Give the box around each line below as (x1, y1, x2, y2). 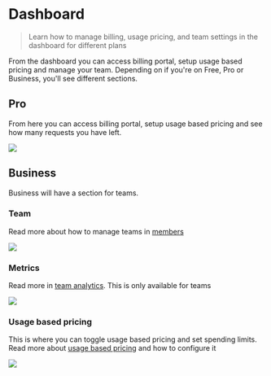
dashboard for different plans (28, 40, 127, 50)
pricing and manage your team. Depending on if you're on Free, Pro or (8, 64, 244, 74)
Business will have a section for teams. (8, 188, 139, 198)
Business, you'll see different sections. (8, 73, 138, 83)
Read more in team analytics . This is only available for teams (8, 281, 212, 291)
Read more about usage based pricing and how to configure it (8, 343, 216, 353)
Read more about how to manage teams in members (8, 226, 185, 236)
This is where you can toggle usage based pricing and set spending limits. (8, 334, 258, 344)
